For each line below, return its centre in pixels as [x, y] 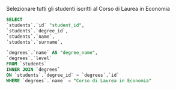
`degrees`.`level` [29, 58]
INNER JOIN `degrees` [33, 70]
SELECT [14, 20]
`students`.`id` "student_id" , [45, 25]
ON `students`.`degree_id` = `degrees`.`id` [63, 75]
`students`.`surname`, [35, 42]
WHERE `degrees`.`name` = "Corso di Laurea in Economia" [79, 80]
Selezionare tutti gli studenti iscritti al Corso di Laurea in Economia [88, 9]
